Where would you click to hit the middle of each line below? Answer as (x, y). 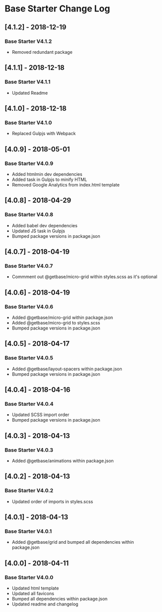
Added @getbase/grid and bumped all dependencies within (73, 542)
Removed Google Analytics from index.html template (66, 184)
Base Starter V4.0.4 (29, 404)
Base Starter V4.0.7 (29, 266)
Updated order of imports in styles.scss (52, 501)
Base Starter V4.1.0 (28, 123)
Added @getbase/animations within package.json (63, 461)
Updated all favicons (33, 594)
